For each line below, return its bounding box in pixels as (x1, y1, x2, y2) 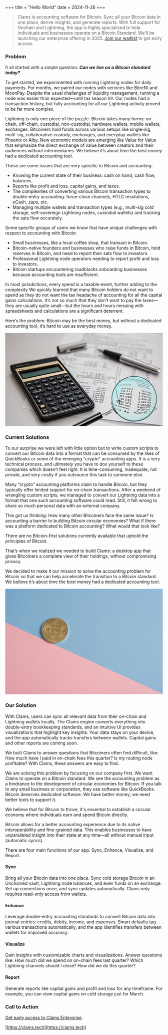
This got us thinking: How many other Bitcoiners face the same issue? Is (5, 512, 154, 519)
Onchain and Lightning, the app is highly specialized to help (17, 25, 141, 31)
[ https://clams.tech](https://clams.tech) (5, 1024, 86, 1030)
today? (5, 70, 20, 76)
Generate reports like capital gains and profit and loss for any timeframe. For (5, 985, 163, 991)
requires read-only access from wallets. (5, 891, 87, 897)
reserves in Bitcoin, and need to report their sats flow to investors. (12, 250, 149, 256)
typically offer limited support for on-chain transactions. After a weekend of (5, 487, 161, 493)
